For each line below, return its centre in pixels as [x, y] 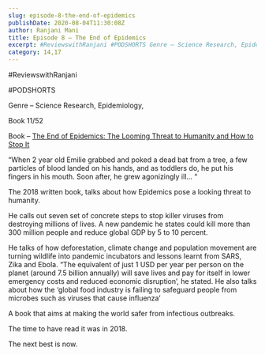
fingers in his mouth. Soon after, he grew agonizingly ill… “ [103, 176]
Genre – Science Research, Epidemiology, [76, 105]
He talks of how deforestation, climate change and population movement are [132, 247]
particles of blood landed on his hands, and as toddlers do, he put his [121, 168]
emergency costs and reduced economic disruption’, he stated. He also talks [132, 281]
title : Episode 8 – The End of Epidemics [77, 38]
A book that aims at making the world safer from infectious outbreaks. [121, 313]
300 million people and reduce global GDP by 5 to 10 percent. [108, 232]
